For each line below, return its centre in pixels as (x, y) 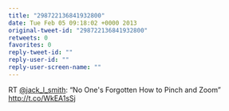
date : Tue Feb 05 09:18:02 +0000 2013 (73, 23)
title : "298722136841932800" (57, 15)
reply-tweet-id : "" (41, 52)
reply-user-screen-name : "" (55, 67)
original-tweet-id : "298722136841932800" (78, 30)
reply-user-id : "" (39, 60)
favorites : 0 (30, 45)
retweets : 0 (28, 38)
